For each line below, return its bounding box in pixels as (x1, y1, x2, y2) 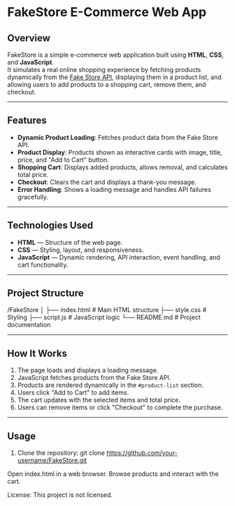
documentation (7, 321, 51, 329)
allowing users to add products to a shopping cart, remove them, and (7, 80, 206, 88)
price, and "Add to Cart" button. (17, 155, 110, 164)
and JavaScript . (7, 58, 55, 66)
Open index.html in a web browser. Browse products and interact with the (7, 470, 219, 478)
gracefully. (17, 192, 49, 201)
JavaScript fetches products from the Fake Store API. (17, 374, 171, 382)
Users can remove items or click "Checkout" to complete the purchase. (17, 403, 223, 412)
